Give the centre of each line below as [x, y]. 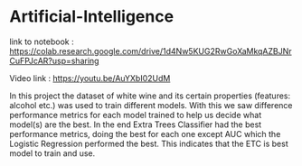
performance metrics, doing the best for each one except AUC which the [145, 134]
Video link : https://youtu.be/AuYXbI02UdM [90, 78]
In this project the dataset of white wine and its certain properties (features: [150, 96]
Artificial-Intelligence [92, 17]
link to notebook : [42, 41]
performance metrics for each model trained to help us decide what [136, 115]
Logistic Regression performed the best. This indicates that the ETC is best [149, 143]
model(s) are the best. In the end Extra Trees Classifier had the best [136, 124]
